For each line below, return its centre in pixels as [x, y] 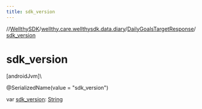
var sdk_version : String [35, 99]
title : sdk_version [31, 12]
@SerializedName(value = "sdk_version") [57, 87]
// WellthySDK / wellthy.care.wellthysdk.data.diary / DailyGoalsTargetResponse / [101, 29]
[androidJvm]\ [24, 76]
